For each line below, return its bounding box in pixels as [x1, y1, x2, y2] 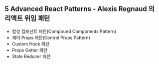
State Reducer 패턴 [11, 53, 51, 59]
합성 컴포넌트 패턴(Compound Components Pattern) [11, 28, 117, 34]
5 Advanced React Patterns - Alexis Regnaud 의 [4, 4, 155, 13]
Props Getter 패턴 [11, 47, 48, 53]
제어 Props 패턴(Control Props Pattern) [11, 34, 90, 40]
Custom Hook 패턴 [11, 40, 50, 46]
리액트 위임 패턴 [4, 14, 50, 22]
